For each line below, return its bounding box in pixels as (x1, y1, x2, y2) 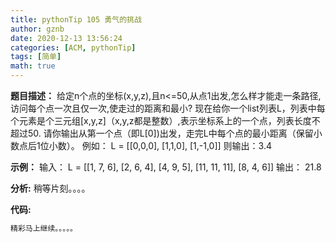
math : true (10, 61, 56, 71)
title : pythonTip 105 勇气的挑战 (10, 14, 142, 25)
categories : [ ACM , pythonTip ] (10, 42, 137, 53)
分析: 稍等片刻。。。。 (10, 182, 91, 194)
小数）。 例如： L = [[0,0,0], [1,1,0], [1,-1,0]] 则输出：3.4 (48, 140, 272, 151)
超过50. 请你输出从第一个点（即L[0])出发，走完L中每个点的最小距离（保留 (10, 127, 314, 139)
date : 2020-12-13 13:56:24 (10, 33, 123, 43)
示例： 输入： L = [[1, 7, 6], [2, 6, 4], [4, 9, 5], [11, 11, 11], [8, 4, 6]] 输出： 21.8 (10, 161, 322, 173)
